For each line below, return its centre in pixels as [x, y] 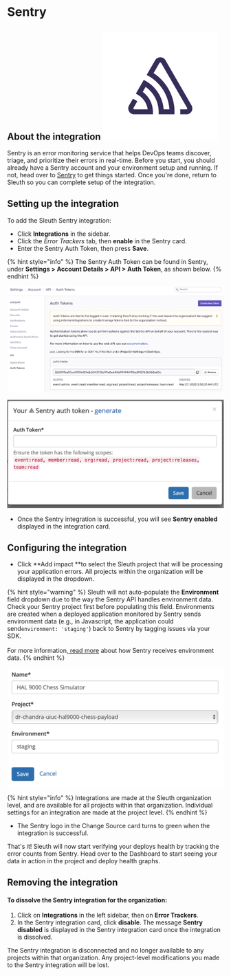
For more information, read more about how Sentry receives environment [111, 651]
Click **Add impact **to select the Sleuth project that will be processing [120, 564]
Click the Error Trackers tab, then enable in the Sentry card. [102, 241]
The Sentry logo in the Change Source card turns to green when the [113, 825]
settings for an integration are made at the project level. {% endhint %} [107, 812]
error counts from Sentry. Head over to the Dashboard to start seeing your [112, 854]
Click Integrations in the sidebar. [64, 234]
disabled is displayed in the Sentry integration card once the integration [119, 930]
